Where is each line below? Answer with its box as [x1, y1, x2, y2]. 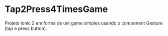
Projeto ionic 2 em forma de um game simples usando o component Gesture [5, 20, 163, 26]
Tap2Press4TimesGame [5, 3, 108, 15]
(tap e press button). [5, 25, 47, 31]
